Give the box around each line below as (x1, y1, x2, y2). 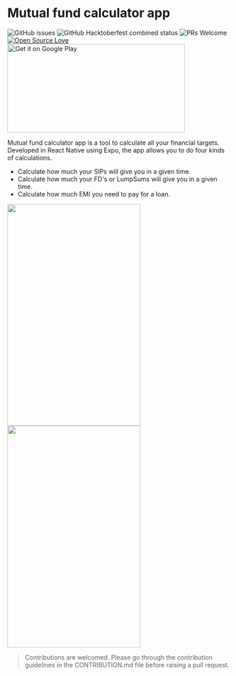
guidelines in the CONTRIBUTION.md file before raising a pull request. (24, 660, 230, 669)
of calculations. (7, 153, 52, 162)
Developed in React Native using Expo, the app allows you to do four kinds (7, 145, 225, 154)
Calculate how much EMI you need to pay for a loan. (17, 189, 171, 198)
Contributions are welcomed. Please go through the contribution (24, 653, 213, 661)
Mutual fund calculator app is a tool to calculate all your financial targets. (7, 138, 220, 147)
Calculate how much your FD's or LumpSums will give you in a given (17, 174, 218, 183)
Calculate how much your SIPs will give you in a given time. (17, 167, 191, 175)
